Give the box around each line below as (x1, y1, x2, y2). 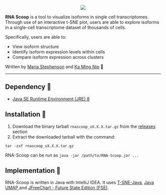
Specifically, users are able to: (5, 34, 67, 40)
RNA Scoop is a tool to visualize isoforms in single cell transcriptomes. (5, 14, 149, 20)
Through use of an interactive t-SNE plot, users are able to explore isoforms (5, 19, 160, 25)
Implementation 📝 (5, 166, 61, 175)
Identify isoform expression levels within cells (12, 49, 105, 54)
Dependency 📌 (5, 83, 51, 91)
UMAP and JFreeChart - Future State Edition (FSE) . (5, 185, 109, 191)
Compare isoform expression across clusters (12, 54, 104, 60)
